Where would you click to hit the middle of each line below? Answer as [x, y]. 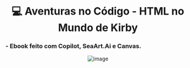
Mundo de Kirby [98, 28]
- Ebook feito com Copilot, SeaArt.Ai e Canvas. [74, 46]
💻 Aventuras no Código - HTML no [98, 11]
